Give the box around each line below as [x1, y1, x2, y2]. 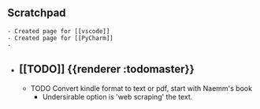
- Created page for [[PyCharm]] [7, 34, 113, 42]
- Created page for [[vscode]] [7, 27, 110, 35]
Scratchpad [7, 6, 66, 20]
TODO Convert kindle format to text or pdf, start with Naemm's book [30, 83, 253, 93]
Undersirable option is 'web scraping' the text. [42, 92, 193, 101]
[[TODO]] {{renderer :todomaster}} [18, 62, 195, 76]
